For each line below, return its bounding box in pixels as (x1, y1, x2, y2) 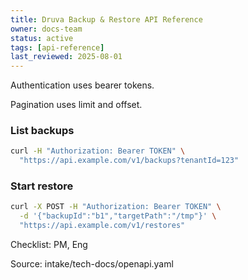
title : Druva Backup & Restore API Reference (10, 14, 203, 25)
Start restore (10, 179, 74, 193)
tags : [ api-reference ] (10, 42, 105, 53)
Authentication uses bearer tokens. (10, 79, 155, 91)
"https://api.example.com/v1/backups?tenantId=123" (19, 156, 240, 166)
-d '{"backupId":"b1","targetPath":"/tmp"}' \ (19, 211, 217, 221)
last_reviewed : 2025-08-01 (10, 52, 123, 62)
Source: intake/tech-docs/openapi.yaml (10, 258, 174, 270)
